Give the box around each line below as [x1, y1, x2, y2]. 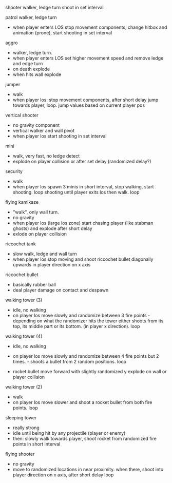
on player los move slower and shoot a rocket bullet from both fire [12, 399, 152, 405]
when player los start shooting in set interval [12, 133, 107, 139]
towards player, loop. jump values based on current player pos [12, 102, 145, 108]
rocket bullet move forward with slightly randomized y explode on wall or [12, 369, 167, 374]
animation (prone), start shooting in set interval [12, 30, 112, 35]
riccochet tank [5, 241, 36, 247]
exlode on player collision [12, 231, 67, 237]
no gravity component [12, 122, 60, 128]
